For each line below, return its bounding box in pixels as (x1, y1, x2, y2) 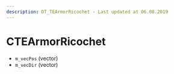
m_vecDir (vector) (14, 61, 58, 68)
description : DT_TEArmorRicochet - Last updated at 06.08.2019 (6, 8, 169, 15)
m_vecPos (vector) (14, 55, 58, 62)
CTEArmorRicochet (6, 34, 106, 48)
